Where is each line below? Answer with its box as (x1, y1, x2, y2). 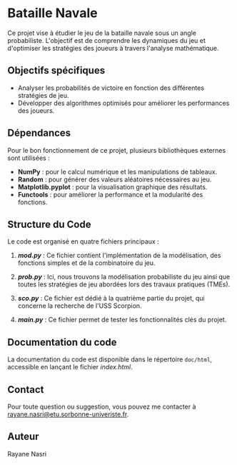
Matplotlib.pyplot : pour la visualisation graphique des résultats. (17, 182, 208, 191)
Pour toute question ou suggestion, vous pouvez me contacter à (7, 402, 196, 411)
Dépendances (7, 127, 71, 139)
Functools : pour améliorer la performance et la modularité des (17, 190, 203, 199)
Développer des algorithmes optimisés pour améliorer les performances (17, 99, 230, 107)
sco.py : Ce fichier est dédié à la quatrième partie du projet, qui (17, 294, 205, 303)
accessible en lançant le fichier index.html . (7, 363, 133, 371)
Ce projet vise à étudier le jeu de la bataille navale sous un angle (7, 29, 197, 37)
